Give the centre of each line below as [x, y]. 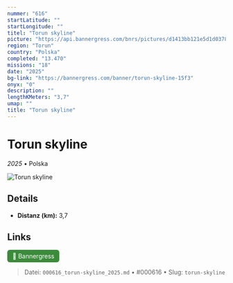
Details [23, 199]
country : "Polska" [34, 53]
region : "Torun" [31, 46]
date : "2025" [26, 71]
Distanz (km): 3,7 [42, 215]
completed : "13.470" [37, 59]
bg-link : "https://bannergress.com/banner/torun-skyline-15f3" [101, 78]
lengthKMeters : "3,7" [38, 98]
